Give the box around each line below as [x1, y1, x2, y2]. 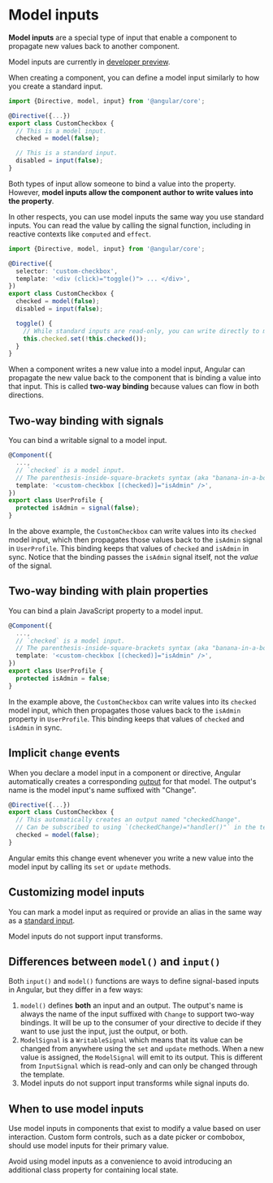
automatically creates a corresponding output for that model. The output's [8, 776, 257, 786]
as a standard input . [8, 916, 76, 925]
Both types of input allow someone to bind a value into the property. [8, 179, 236, 188]
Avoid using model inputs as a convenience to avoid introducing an [8, 1156, 233, 1167]
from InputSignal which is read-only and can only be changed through [19, 1061, 258, 1071]
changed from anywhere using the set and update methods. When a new [19, 1044, 264, 1054]
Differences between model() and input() [8, 955, 221, 968]
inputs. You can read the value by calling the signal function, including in [8, 220, 251, 230]
